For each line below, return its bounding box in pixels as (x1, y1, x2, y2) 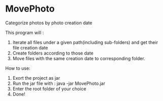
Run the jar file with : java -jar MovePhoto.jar (12, 80, 105, 86)
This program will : (5, 29, 44, 35)
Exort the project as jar (12, 75, 60, 81)
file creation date (12, 44, 48, 50)
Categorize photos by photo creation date (5, 20, 93, 26)
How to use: (5, 65, 30, 71)
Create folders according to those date (12, 50, 94, 56)
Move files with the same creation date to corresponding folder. (12, 55, 145, 61)
